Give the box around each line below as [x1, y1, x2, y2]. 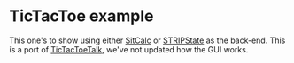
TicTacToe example [9, 6, 154, 26]
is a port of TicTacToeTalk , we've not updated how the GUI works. [9, 44, 249, 54]
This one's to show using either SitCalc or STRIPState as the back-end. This [9, 35, 286, 45]
